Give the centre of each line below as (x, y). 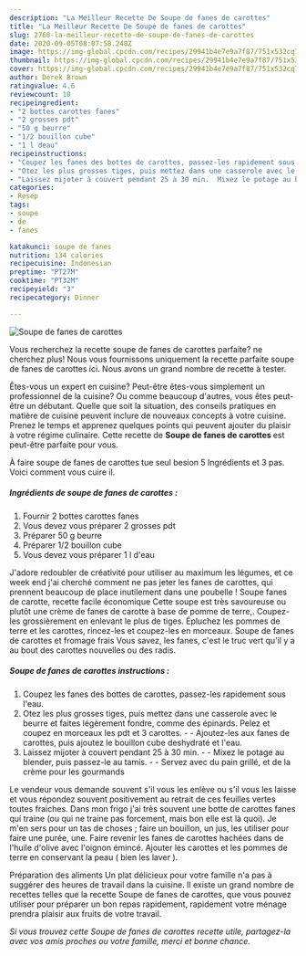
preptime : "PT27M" (44, 272)
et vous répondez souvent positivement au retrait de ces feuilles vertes (143, 799)
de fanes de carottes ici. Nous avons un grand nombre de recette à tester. (148, 368)
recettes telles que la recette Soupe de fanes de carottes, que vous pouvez (150, 894)
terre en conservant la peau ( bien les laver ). (94, 857)
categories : (32, 188)
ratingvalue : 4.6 (42, 86)
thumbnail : (30, 60)
